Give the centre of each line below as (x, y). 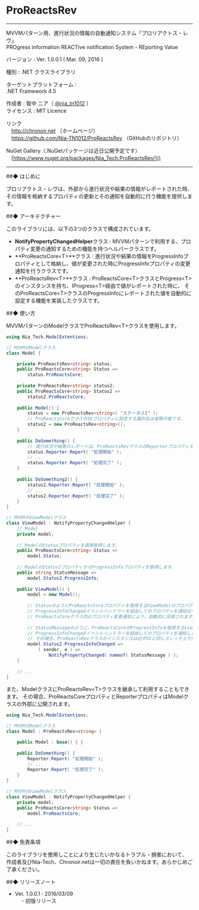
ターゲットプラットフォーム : (41, 84)
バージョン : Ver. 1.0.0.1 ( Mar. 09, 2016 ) (55, 59)
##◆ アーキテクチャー (33, 216)
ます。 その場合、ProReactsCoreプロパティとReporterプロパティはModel (95, 697)
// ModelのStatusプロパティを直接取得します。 (68, 545)
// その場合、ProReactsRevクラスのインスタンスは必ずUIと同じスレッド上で (109, 639)
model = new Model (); (54, 595)
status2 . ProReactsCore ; (57, 397)
